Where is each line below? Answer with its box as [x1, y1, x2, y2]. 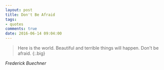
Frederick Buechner [5, 60, 46, 66]
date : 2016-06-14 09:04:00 [5, 31, 62, 36]
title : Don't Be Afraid [5, 12, 56, 17]
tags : [5, 17, 17, 22]
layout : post [5, 7, 33, 13]
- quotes [5, 21, 24, 27]
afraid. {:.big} [17, 50, 45, 56]
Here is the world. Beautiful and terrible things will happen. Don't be [17, 45, 159, 51]
